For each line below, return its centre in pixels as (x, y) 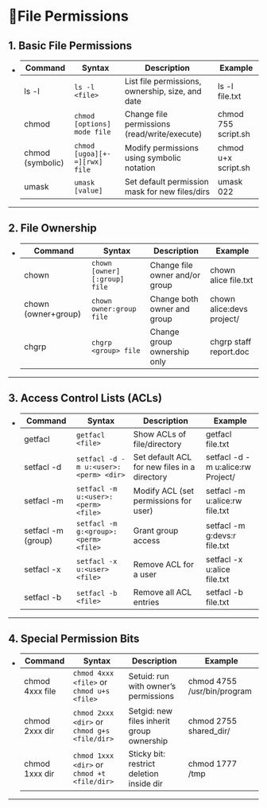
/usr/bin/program (220, 691)
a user (145, 574)
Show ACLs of (160, 434)
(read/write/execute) (163, 134)
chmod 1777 (213, 764)
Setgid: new (151, 711)
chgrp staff (231, 341)
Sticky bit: (147, 754)
